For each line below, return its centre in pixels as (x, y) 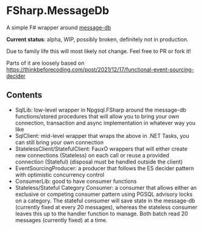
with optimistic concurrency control (60, 174)
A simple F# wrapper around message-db (59, 27)
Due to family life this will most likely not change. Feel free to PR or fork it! (99, 51)
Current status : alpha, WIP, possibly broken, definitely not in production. (97, 39)
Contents (24, 95)
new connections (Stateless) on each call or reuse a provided (92, 155)
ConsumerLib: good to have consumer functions (76, 181)
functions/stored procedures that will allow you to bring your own (97, 116)
